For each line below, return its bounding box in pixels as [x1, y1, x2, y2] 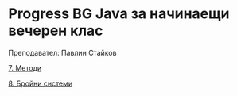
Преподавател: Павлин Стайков [8, 48, 117, 57]
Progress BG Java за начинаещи [8, 5, 230, 23]
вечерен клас [8, 21, 103, 40]
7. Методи [8, 63, 42, 72]
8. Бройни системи [8, 79, 73, 88]
